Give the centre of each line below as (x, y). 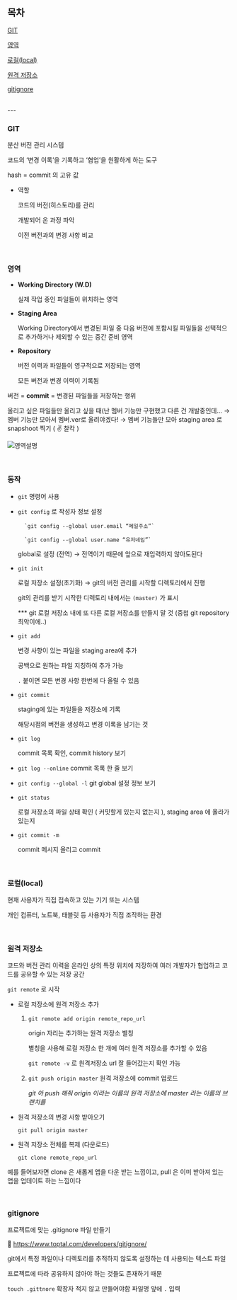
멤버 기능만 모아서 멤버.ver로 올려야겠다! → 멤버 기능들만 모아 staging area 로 (115, 420)
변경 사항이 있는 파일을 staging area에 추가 (77, 650)
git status (34, 798)
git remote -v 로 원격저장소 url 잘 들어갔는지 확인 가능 (104, 1063)
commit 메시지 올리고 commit (59, 849)
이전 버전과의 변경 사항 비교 (56, 235)
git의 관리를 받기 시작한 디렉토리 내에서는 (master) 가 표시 (98, 597)
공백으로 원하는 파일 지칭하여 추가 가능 (70, 665)
